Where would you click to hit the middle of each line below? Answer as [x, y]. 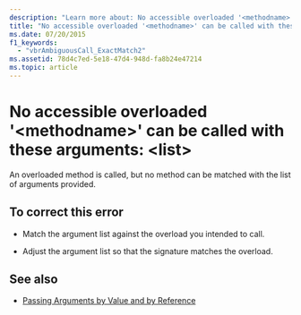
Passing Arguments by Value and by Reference [109, 301]
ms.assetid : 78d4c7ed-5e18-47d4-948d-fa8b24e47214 [106, 59]
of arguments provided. [53, 183]
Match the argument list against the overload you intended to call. [143, 234]
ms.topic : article [43, 68]
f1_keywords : [34, 43]
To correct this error [66, 213]
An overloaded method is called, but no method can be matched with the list [150, 175]
